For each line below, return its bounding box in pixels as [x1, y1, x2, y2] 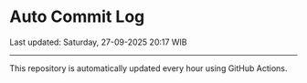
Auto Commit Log [9, 6, 145, 27]
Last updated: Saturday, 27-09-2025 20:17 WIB [9, 36, 187, 47]
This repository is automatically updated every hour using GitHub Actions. [9, 62, 288, 74]
